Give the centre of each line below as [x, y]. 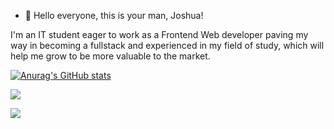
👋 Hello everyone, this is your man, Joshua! [114, 15]
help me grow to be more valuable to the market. [110, 56]
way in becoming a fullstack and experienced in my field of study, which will [167, 45]
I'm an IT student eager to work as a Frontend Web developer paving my [159, 34]
